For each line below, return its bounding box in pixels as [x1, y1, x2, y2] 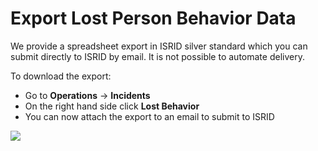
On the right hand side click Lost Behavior [24, 100, 200, 112]
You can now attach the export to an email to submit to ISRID [24, 110, 275, 122]
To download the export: [10, 70, 112, 82]
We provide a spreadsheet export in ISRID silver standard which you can [10, 40, 308, 52]
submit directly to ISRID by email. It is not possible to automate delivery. [10, 50, 305, 62]
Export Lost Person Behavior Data [10, 7, 297, 30]
